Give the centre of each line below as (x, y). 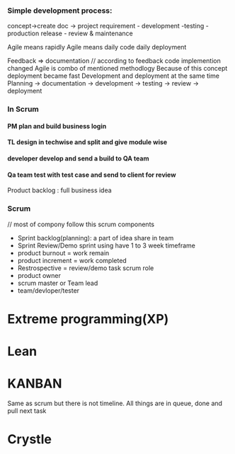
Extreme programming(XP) (88, 319)
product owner (39, 275)
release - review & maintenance (87, 33)
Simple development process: (60, 11)
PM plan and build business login (57, 126)
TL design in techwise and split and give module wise (87, 142)
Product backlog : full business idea (59, 190)
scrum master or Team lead (58, 283)
